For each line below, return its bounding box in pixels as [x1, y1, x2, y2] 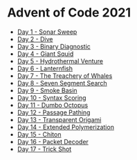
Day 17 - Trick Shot [17, 145, 72, 153]
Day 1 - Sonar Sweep [17, 28, 77, 36]
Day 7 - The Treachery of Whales [17, 71, 113, 80]
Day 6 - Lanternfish [17, 64, 73, 72]
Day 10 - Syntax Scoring [17, 93, 86, 101]
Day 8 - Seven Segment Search [17, 79, 107, 87]
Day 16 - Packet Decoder [17, 137, 89, 146]
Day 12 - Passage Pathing [17, 108, 91, 117]
